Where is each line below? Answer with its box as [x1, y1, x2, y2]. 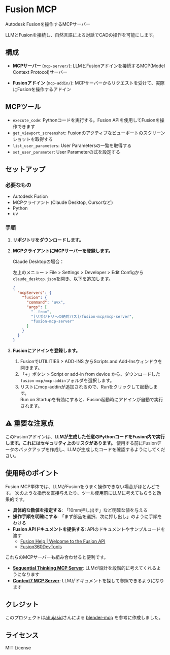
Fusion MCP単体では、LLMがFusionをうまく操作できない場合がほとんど [5, 483, 156, 489]
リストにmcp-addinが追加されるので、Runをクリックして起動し [20, 384, 154, 390]
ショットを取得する [12, 136, 53, 142]
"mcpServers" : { [17, 290, 52, 295]
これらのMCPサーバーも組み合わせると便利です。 [5, 554, 109, 560]
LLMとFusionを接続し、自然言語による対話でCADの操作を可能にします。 [5, 32, 157, 38]
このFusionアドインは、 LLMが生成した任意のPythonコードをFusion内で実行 [5, 433, 165, 439]
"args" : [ [26, 305, 47, 310]
